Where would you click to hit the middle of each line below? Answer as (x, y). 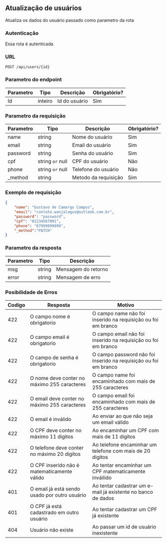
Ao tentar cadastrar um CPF (125, 509)
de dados (103, 498)
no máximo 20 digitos (55, 454)
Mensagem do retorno (82, 269)
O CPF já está (46, 506)
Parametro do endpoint (34, 80)
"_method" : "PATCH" (33, 230)
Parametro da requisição (36, 115)
